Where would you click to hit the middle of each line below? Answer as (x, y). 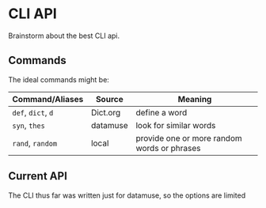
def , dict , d (33, 112)
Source (110, 99)
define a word (161, 112)
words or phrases (168, 148)
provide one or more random (189, 138)
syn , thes (28, 125)
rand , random (35, 143)
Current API (38, 176)
